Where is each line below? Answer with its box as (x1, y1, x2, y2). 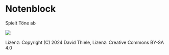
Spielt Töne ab (5, 20, 36, 26)
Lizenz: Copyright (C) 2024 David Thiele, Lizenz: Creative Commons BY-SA (5, 39, 164, 45)
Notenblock (5, 3, 56, 15)
